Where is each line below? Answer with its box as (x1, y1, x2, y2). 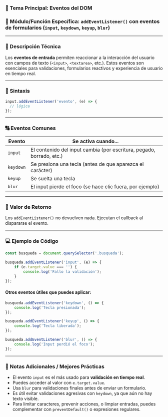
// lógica (9, 104, 30, 109)
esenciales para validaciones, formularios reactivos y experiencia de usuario (5, 65, 163, 71)
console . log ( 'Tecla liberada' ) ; (14, 323, 81, 328)
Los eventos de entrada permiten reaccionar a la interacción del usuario (5, 55, 155, 61)
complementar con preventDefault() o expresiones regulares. (12, 406, 141, 412)
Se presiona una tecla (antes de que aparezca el (30, 160, 144, 167)
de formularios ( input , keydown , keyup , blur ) (5, 24, 110, 31)
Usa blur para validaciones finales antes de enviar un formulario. (12, 385, 146, 391)
